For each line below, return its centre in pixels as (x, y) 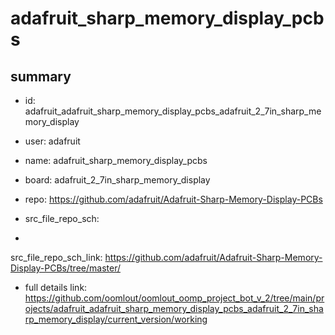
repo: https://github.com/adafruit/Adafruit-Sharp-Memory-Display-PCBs (173, 199)
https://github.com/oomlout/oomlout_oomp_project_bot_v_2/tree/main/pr (174, 298)
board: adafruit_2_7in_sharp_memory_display (117, 180)
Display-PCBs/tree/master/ (65, 268)
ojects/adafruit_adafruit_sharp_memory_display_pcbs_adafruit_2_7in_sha (174, 308)
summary (41, 76)
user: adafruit (52, 141)
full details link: (56, 287)
